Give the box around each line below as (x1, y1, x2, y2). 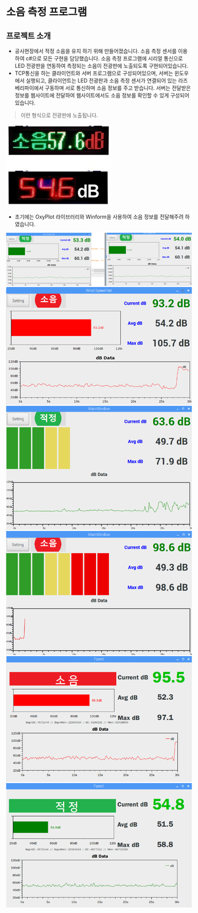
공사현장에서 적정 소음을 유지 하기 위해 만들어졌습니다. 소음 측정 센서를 (14, 48, 177, 54)
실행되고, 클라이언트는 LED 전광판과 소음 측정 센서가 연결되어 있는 (25, 77, 177, 84)
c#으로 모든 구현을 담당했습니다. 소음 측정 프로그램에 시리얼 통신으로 (25, 55, 183, 62)
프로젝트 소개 (6, 31, 51, 41)
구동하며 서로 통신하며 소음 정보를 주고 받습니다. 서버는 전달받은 (45, 84, 192, 92)
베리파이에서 (14, 84, 44, 92)
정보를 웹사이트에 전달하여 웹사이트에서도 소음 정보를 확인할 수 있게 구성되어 (14, 92, 190, 99)
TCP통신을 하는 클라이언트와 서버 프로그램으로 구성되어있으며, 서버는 (14, 70, 173, 77)
